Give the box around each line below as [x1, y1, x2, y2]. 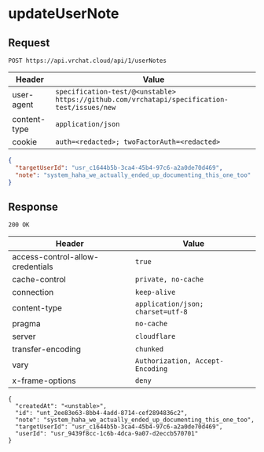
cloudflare [134, 332, 176, 341]
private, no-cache [134, 275, 204, 284]
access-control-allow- [12, 252, 100, 263]
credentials [12, 261, 53, 272]
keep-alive [134, 288, 176, 297]
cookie [12, 137, 38, 147]
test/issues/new [54, 103, 116, 112]
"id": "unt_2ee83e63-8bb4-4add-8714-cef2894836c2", [15, 410, 189, 417]
